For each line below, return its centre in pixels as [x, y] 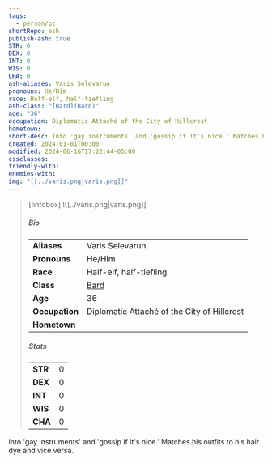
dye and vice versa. [41, 450]
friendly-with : [34, 167]
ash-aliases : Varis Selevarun [59, 83]
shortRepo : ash [34, 31]
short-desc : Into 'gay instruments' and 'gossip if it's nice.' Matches [134, 136]
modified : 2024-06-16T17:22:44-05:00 [72, 151]
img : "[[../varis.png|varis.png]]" [68, 182]
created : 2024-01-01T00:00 [54, 144]
